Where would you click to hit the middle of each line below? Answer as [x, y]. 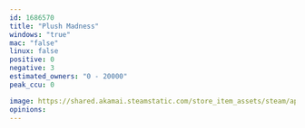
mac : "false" [34, 43]
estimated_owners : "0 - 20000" [69, 77]
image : [22, 101]
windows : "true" [40, 34]
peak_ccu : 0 [32, 85]
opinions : [28, 109]
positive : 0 [32, 59]
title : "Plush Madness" [54, 26]
